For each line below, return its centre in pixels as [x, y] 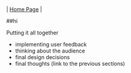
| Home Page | [24, 9]
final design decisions [42, 57]
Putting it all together [32, 33]
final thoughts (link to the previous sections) [70, 64]
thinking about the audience [50, 51]
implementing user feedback [51, 44]
